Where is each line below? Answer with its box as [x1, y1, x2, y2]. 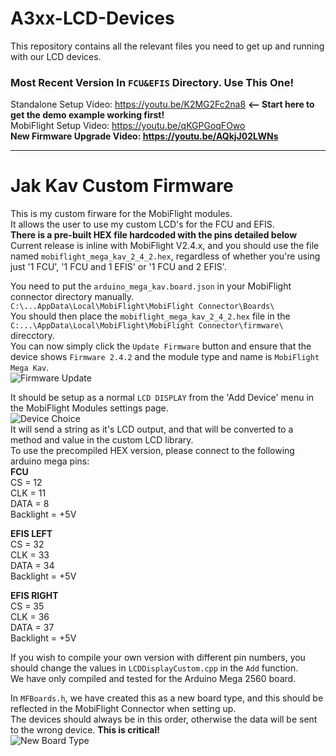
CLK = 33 [10, 549, 50, 561]
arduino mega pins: [10, 455, 90, 467]
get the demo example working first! [10, 109, 165, 121]
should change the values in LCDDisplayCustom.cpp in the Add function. [10, 662, 299, 674]
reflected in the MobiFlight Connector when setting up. [10, 703, 237, 715]
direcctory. [10, 330, 55, 342]
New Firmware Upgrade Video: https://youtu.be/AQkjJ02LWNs [10, 130, 279, 142]
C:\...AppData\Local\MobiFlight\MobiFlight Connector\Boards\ [10, 302, 275, 312]
